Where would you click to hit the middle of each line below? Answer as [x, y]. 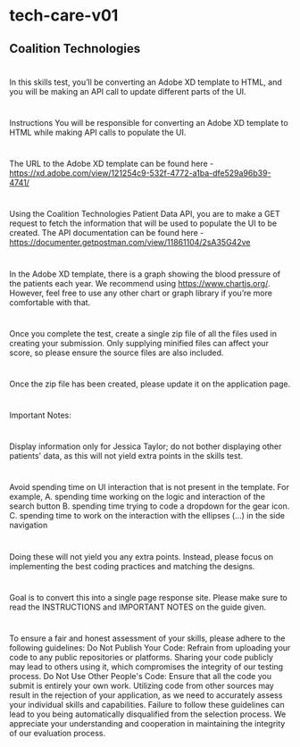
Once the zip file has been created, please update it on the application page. [150, 384]
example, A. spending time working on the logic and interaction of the [137, 497]
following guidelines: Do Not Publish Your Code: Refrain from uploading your [150, 648]
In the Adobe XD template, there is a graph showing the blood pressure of [145, 274]
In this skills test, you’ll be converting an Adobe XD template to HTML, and [146, 82]
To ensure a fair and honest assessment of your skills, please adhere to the [147, 638]
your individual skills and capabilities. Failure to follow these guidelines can [147, 705]
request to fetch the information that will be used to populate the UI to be [143, 223]
